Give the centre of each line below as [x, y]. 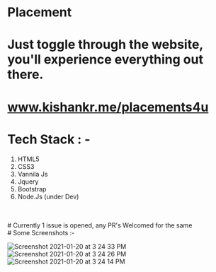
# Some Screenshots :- [41, 232]
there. [25, 75]
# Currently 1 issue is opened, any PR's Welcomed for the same [100, 225]
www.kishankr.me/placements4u [108, 107]
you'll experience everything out [106, 60]
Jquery [28, 182]
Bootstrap [32, 189]
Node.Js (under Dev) [48, 196]
